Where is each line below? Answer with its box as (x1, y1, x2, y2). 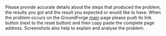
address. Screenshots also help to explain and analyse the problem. (5, 25, 145, 31)
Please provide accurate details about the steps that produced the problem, (5, 4, 161, 10)
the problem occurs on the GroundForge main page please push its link (5, 15, 151, 20)
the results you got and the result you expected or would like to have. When (5, 9, 161, 15)
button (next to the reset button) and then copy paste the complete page (5, 20, 155, 26)
